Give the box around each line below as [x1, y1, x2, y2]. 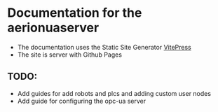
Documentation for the [7, 5, 142, 21]
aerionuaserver [7, 20, 100, 36]
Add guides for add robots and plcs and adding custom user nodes [17, 89, 212, 97]
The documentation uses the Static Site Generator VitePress [17, 43, 191, 51]
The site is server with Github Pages [17, 50, 123, 59]
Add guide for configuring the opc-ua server [17, 97, 147, 105]
